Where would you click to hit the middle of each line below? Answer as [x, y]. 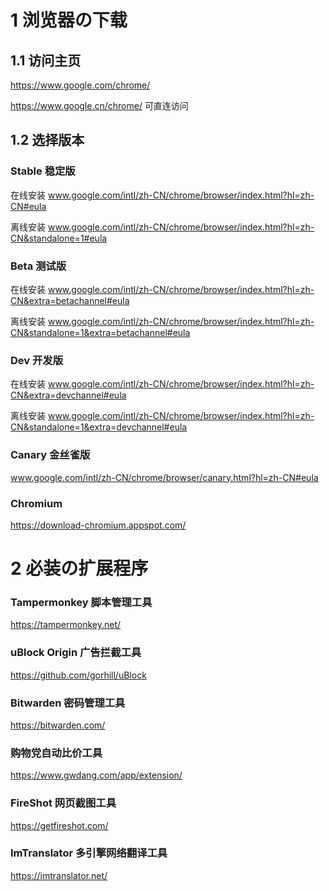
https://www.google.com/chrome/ [80, 85]
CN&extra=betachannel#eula [70, 300]
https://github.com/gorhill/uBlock [78, 675]
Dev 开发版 [37, 360]
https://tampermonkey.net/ [66, 625]
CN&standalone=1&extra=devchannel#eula [99, 427]
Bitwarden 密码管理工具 [68, 703]
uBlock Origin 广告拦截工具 [76, 653]
